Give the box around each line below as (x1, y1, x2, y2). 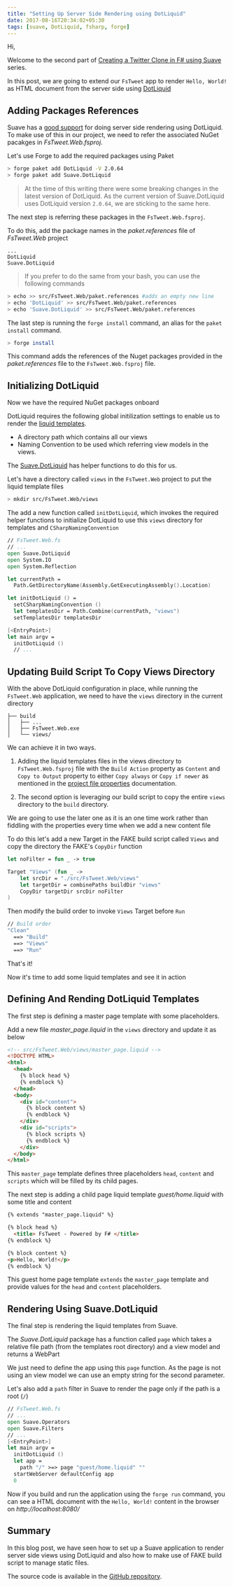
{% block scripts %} (25, 1131, 86, 1138)
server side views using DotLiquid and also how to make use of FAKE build (7, 1551, 223, 1559)
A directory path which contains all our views (17, 433, 148, 442)
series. (7, 64, 27, 72)
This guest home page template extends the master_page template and (7, 1275, 209, 1284)
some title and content (7, 1198, 72, 1206)
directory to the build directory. (17, 800, 109, 809)
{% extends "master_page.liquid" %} (7, 1211, 114, 1218)
